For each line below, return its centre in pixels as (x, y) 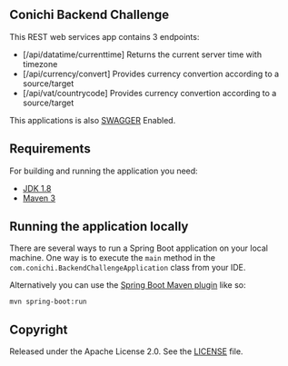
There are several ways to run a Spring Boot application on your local (139, 248)
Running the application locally (99, 227)
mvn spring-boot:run (49, 302)
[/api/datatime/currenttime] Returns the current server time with (142, 54)
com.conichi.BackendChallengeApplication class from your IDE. (128, 268)
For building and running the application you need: (104, 171)
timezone (40, 64)
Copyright (39, 329)
